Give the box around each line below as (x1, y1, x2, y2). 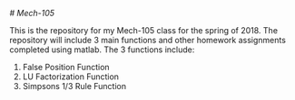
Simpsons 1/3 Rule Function (22, 81, 127, 91)
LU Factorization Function (22, 71, 120, 82)
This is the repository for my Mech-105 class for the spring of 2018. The (9, 25, 279, 35)
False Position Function (22, 62, 111, 72)
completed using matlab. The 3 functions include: (9, 44, 195, 55)
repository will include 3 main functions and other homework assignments (9, 35, 286, 45)
